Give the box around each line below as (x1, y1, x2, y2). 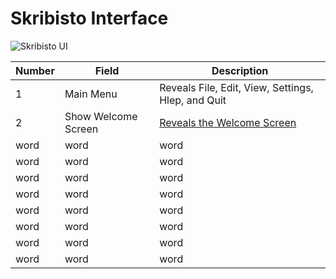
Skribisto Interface (10, 7, 169, 30)
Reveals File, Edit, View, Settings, (159, 80, 314, 94)
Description (211, 63, 269, 77)
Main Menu (64, 87, 118, 101)
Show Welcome (64, 109, 138, 123)
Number (15, 63, 55, 77)
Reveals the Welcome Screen (159, 115, 297, 129)
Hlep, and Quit (159, 93, 227, 107)
